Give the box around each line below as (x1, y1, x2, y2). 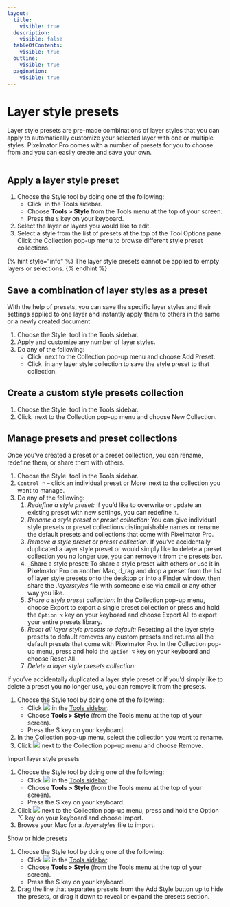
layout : (7, 10, 30, 17)
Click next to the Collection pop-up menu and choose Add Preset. (27, 352, 216, 361)
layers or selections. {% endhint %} (7, 264, 108, 273)
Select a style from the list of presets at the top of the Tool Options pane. (16, 229, 224, 237)
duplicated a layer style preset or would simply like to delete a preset (27, 544, 222, 553)
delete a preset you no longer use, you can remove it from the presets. (7, 682, 207, 690)
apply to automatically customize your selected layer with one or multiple (7, 134, 214, 142)
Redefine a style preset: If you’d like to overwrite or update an (27, 500, 203, 509)
